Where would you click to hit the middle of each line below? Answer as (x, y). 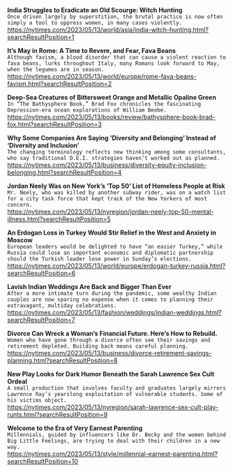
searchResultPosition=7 (41, 320)
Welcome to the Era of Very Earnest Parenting (75, 428)
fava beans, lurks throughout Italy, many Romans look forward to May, (113, 64)
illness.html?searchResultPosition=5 (59, 219)
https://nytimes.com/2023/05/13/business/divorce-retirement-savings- (110, 353)
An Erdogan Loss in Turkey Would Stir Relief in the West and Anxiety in (112, 233)
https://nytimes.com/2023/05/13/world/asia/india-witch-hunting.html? (108, 30)
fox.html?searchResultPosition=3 (55, 124)
